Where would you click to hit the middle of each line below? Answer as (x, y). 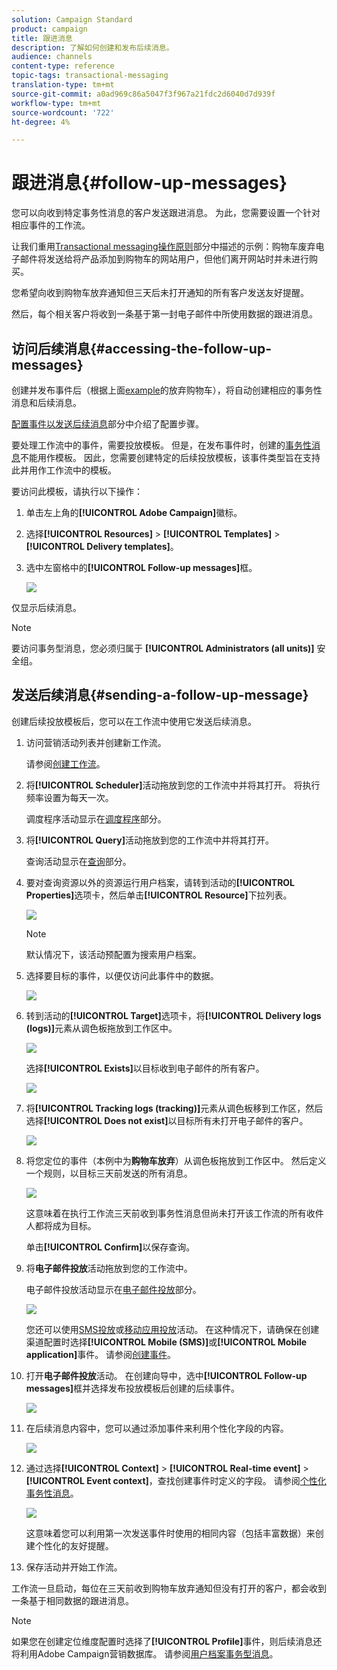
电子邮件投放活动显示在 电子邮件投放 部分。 (113, 1289)
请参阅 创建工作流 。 (65, 763)
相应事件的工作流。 (51, 225)
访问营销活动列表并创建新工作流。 (96, 742)
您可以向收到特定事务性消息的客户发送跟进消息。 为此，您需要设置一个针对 (166, 213)
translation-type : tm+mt (63, 85)
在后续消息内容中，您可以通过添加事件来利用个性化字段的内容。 (157, 1428)
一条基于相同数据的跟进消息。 (72, 1600)
